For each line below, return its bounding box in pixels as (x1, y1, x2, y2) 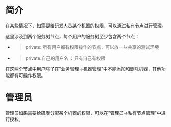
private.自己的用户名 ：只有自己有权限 (25, 55, 106, 61)
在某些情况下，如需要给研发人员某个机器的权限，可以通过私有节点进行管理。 (5, 22, 166, 29)
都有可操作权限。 (9, 72, 46, 78)
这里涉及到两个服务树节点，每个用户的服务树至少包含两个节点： (5, 33, 139, 39)
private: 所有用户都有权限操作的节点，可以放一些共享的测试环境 (25, 44, 159, 50)
